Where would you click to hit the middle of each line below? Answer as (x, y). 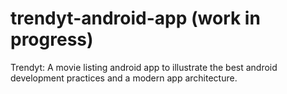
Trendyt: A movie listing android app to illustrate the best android (144, 67)
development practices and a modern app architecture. (124, 78)
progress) (52, 39)
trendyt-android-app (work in (135, 18)
